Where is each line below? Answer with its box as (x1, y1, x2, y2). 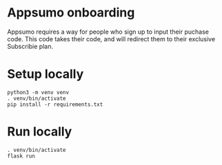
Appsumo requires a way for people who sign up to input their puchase (7, 27, 209, 36)
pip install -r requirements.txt (7, 101, 103, 108)
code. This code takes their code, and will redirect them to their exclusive (7, 34, 216, 43)
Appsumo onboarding (7, 5, 135, 21)
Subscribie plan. (7, 42, 54, 50)
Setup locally (7, 67, 84, 82)
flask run (7, 153, 36, 159)
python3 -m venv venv (7, 89, 70, 96)
